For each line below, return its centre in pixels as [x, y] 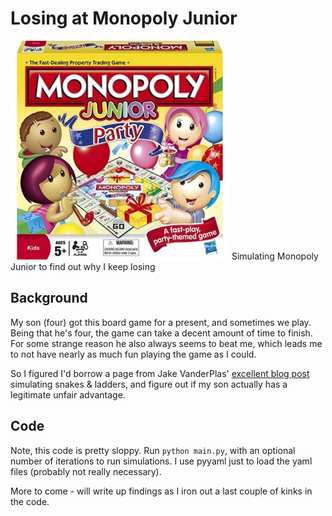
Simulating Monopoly [275, 256]
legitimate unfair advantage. [68, 394]
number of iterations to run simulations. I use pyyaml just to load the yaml [161, 461]
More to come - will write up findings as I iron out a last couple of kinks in [161, 491]
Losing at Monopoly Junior [124, 18]
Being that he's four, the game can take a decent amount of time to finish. [161, 333]
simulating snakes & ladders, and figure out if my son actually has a [149, 384]
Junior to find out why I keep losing [83, 266]
